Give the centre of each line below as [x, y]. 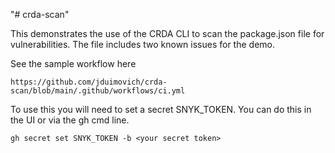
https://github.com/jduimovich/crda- [89, 82]
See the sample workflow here [73, 63]
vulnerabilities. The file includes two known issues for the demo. [142, 44]
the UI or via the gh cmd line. [70, 120]
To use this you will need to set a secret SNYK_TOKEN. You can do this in [161, 109]
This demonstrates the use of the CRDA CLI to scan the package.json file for [167, 33]
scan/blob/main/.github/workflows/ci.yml [98, 91]
